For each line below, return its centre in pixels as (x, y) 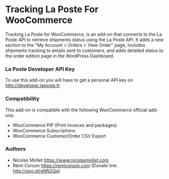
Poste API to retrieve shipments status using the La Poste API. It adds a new (84, 40)
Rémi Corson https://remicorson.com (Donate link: (65, 165)
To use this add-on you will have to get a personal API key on (69, 80)
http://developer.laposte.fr (32, 85)
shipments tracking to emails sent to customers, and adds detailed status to (84, 50)
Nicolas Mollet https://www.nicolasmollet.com (61, 160)
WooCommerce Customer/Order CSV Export (59, 136)
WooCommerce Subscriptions (44, 130)
